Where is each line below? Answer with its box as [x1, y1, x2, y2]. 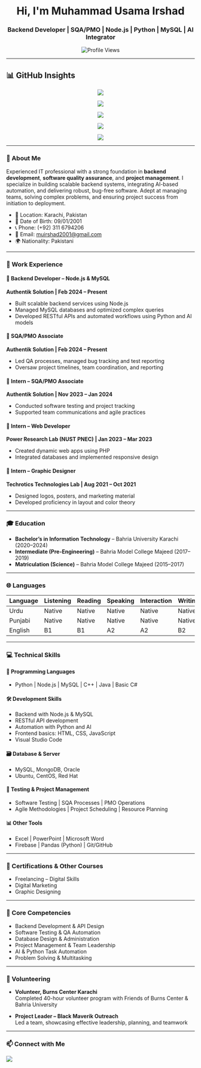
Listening [44, 597, 72, 605]
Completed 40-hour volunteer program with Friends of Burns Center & [14, 994, 188, 1002]
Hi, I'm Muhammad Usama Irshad [16, 4, 185, 18]
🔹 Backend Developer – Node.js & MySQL [6, 275, 111, 282]
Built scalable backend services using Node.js [14, 300, 129, 307]
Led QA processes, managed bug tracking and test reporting [14, 357, 165, 364]
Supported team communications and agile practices [14, 408, 146, 416]
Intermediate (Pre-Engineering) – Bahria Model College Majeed [14, 548, 173, 555]
